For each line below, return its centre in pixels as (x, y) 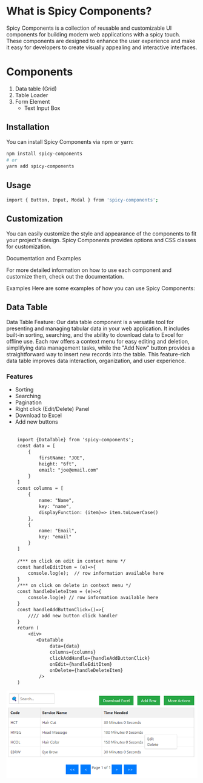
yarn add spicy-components (40, 166)
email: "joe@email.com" (68, 470)
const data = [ (36, 446)
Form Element (32, 101)
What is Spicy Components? (79, 11)
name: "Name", (56, 500)
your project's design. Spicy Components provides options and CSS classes (101, 240)
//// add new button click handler (73, 615)
